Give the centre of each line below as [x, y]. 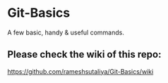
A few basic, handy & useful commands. [66, 32]
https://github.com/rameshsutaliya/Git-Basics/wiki [80, 71]
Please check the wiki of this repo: [84, 55]
